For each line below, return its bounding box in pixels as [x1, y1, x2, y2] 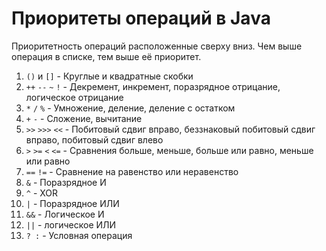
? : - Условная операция [25, 229, 133, 241]
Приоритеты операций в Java [11, 7, 271, 30]
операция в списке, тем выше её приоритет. [11, 50, 202, 62]
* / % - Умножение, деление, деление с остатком [25, 102, 236, 114]
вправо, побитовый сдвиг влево [25, 133, 164, 146]
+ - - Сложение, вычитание [25, 112, 143, 124]
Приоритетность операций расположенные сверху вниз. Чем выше [11, 40, 303, 52]
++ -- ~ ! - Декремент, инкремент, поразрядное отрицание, [25, 80, 281, 92]
